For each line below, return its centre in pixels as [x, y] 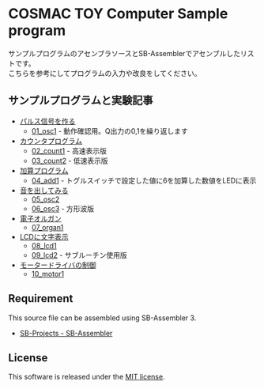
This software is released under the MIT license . [87, 377]
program [37, 30]
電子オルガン [40, 218]
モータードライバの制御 [58, 265]
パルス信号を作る [47, 121]
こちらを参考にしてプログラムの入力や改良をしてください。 [105, 73]
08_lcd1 [44, 245]
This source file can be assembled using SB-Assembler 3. [102, 318]
